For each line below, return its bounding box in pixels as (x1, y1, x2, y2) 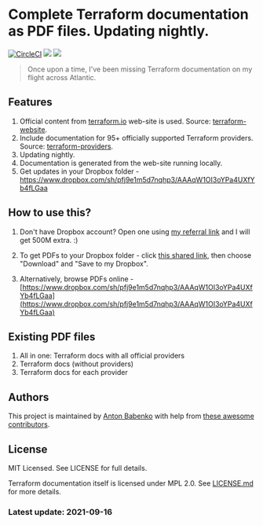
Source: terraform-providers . (19, 141, 114, 151)
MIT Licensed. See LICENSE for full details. (8, 464, 148, 472)
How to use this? (8, 206, 92, 219)
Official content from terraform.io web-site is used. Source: (19, 116, 211, 126)
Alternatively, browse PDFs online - (19, 274, 134, 284)
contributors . (8, 420, 50, 429)
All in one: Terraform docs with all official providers (19, 351, 185, 361)
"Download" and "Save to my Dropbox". (19, 259, 149, 268)
